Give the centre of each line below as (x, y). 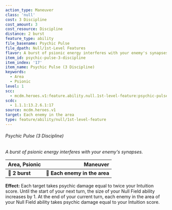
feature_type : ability (29, 39)
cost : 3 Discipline (26, 19)
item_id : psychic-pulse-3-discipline (46, 58)
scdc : (11, 100)
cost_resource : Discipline (34, 29)
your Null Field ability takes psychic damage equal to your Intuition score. (83, 202)
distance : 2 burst (25, 34)
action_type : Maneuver (29, 10)
